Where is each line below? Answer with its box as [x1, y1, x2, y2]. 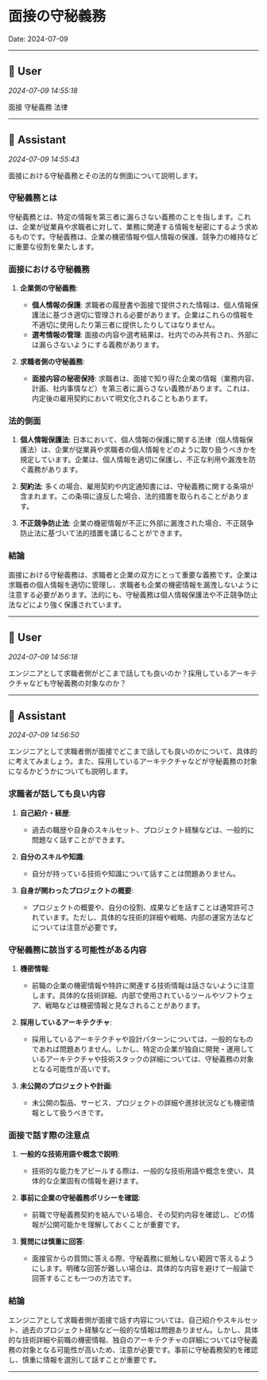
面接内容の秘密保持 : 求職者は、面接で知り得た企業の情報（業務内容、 [31, 374, 259, 383]
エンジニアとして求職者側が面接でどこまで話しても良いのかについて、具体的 [8, 747, 257, 756]
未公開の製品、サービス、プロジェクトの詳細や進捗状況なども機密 [31, 1098, 248, 1107]
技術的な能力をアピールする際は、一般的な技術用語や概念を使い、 [31, 1166, 248, 1176]
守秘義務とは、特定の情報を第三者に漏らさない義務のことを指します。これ [8, 212, 252, 221]
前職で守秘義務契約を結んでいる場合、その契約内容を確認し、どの [31, 1210, 248, 1219]
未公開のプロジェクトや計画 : [19, 1081, 113, 1090]
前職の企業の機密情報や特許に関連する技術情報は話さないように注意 [31, 980, 255, 990]
